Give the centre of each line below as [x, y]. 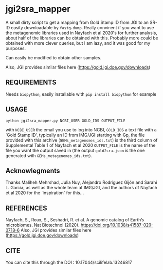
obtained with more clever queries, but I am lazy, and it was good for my [78, 43]
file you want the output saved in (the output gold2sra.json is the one [75, 150]
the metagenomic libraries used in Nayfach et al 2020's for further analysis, [81, 33]
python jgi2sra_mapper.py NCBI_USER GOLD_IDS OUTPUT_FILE [65, 121]
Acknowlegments [33, 171]
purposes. [16, 48]
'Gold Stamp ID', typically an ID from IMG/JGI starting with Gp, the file [75, 135]
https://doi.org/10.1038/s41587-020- [117, 225]
